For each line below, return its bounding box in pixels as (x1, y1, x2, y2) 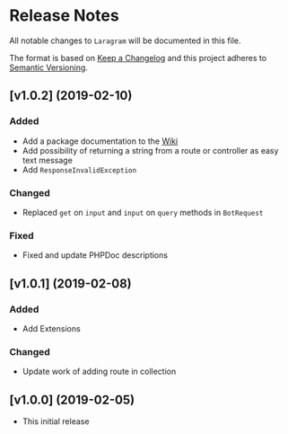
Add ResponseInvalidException (22, 164, 137, 175)
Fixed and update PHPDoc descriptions (22, 250, 169, 261)
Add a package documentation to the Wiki (22, 136, 179, 146)
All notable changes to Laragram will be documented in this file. (9, 35, 241, 46)
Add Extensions (22, 323, 81, 333)
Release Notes (9, 5, 119, 26)
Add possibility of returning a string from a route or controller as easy (22, 145, 279, 155)
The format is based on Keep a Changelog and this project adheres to (9, 52, 267, 63)
